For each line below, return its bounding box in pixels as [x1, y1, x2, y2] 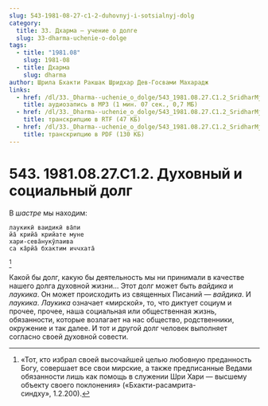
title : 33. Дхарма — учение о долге [16, 26, 138, 34]
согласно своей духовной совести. [9, 332, 129, 341]
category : [9, 19, 42, 27]
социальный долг [9, 181, 133, 199]
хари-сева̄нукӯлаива [9, 237, 74, 246]
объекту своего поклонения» [20, 380, 121, 389]
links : [9, 85, 31, 94]
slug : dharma [23, 71, 67, 79]
